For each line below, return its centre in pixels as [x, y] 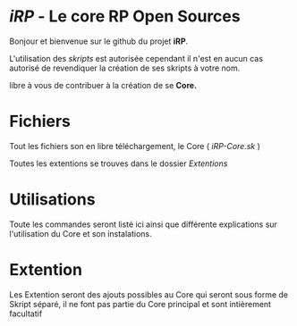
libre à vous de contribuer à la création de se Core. [103, 85]
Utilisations [52, 200]
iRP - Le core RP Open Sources [125, 17]
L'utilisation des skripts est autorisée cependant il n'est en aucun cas [136, 58]
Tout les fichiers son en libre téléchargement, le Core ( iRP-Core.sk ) [135, 146]
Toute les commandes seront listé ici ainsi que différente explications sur [143, 224]
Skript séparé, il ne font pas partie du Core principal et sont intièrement [140, 304]
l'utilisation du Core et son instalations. [81, 233]
